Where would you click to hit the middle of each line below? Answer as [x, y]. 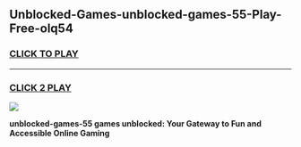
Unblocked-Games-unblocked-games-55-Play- [146, 15]
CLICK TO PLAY [44, 54]
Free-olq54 [41, 29]
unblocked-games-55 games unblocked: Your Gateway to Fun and [136, 123]
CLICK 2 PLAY [40, 87]
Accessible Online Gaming [60, 133]
